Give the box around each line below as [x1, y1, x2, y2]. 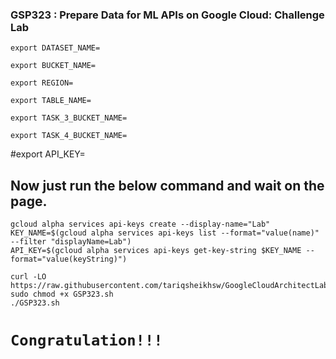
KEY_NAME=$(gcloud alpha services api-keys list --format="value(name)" [10, 228, 320, 238]
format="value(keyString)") [10, 254, 128, 265]
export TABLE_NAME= [10, 96, 92, 106]
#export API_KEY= [10, 148, 86, 160]
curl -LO [10, 272, 47, 282]
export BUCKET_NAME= [10, 61, 97, 71]
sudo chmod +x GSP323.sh [10, 289, 114, 300]
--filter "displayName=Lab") [10, 237, 132, 247]
